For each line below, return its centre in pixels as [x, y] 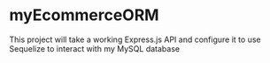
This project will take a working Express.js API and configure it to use [135, 39]
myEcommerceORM [84, 15]
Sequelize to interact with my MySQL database [94, 48]
